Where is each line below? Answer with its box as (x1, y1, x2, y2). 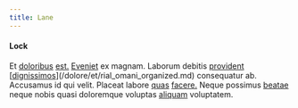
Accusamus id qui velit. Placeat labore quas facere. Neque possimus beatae (9, 79, 289, 90)
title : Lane (9, 12, 54, 22)
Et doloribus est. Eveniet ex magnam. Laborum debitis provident (9, 60, 244, 71)
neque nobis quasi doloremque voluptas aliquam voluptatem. (9, 88, 234, 99)
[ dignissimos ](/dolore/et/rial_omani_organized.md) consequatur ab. (9, 70, 257, 80)
